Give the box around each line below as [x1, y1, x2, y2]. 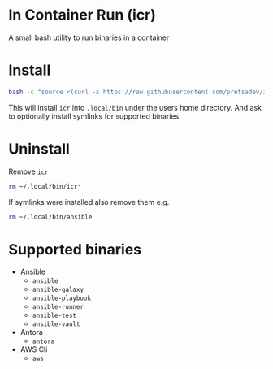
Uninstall [8, 140, 71, 158]
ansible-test [32, 311, 77, 320]
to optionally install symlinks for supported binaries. [8, 111, 181, 121]
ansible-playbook [32, 294, 92, 302]
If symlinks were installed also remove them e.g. [8, 197, 170, 206]
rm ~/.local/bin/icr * [8, 182, 82, 190]
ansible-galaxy [32, 286, 84, 294]
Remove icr [8, 167, 49, 176]
